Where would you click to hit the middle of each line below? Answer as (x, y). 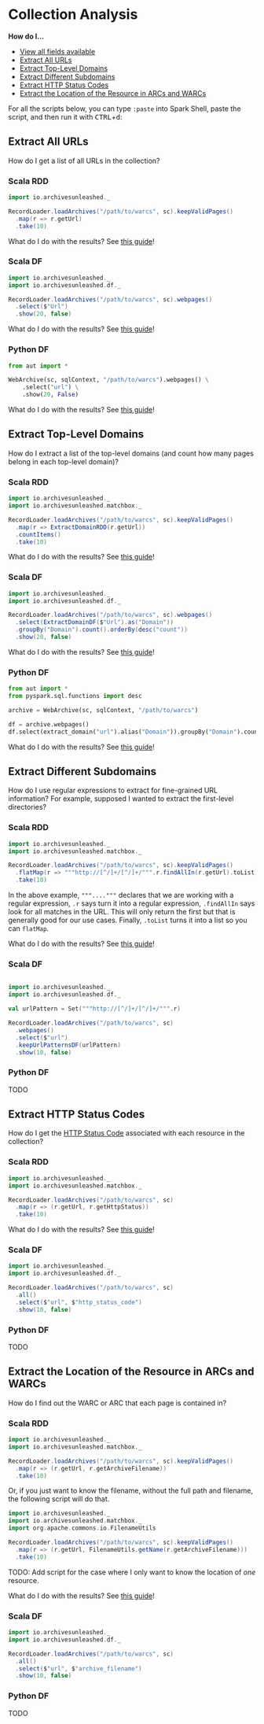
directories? (27, 807)
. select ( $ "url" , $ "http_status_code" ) (79, 1302)
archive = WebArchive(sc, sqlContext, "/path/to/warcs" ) (103, 710)
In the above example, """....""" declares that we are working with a (121, 895)
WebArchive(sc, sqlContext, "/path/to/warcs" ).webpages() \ (109, 380)
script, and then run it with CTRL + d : (65, 116)
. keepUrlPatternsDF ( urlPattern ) (68, 1045)
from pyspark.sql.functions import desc (75, 696)
